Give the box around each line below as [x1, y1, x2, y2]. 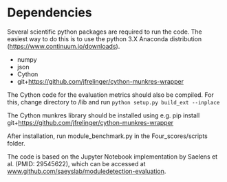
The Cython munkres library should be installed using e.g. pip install [7, 111, 200, 120]
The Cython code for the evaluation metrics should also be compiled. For [7, 91, 215, 99]
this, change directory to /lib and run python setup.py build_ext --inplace [7, 98, 220, 106]
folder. [7, 139, 25, 147]
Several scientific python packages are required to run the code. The [7, 27, 203, 36]
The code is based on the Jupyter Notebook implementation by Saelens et [7, 152, 218, 161]
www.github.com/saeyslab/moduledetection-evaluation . [7, 167, 166, 175]
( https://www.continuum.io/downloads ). [7, 42, 120, 50]
